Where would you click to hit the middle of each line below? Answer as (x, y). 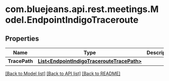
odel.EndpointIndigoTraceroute (72, 20)
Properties (22, 38)
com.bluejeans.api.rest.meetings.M (82, 9)
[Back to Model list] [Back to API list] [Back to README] (63, 73)
